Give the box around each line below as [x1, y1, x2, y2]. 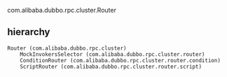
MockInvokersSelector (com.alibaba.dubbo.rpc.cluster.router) [20, 50, 205, 58]
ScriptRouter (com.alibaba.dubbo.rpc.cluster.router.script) [20, 63, 202, 70]
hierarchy [7, 26, 50, 38]
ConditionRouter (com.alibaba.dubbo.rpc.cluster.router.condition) [20, 57, 221, 64]
